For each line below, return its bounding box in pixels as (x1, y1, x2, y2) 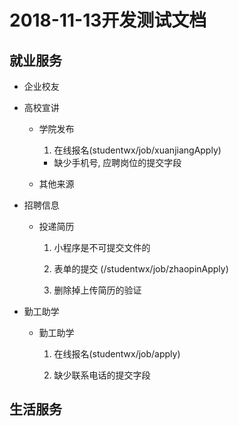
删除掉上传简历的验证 (53, 284, 142, 296)
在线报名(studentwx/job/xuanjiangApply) (53, 144, 222, 156)
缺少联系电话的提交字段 (53, 369, 151, 381)
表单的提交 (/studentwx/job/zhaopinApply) (53, 263, 229, 275)
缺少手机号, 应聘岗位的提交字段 (53, 157, 182, 168)
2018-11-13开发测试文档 (9, 9, 207, 32)
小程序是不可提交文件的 (53, 242, 151, 253)
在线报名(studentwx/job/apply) (53, 348, 181, 360)
